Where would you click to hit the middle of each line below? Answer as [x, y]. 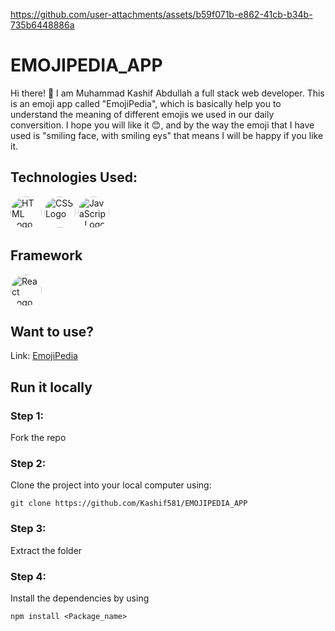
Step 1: [27, 416]
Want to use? [52, 331]
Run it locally [51, 387]
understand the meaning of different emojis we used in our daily [142, 114]
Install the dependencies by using [80, 598]
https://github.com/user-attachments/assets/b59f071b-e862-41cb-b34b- [161, 14]
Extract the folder [46, 550]
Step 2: [28, 463]
